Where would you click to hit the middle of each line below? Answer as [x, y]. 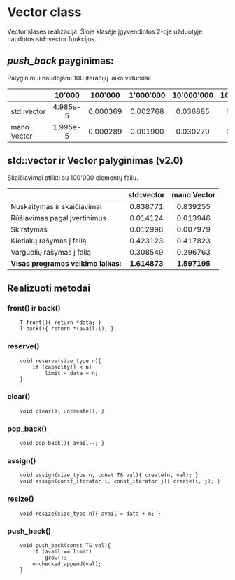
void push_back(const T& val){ [65, 546]
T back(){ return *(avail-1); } [67, 329]
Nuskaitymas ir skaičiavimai [56, 206]
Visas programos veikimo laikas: [66, 263]
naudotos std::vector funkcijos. [52, 38]
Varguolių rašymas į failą [51, 252]
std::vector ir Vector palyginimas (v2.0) [95, 161]
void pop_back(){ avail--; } [62, 444]
